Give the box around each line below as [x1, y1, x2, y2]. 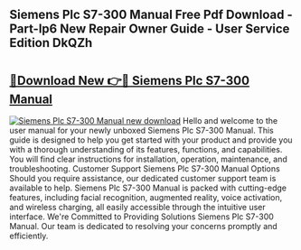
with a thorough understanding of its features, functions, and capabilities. [9, 144, 283, 154]
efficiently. [9, 230, 49, 241]
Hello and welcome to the [182, 116, 278, 125]
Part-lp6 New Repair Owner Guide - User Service [9, 22, 290, 37]
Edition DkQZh [9, 35, 93, 51]
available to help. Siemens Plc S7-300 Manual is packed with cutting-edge [9, 182, 287, 193]
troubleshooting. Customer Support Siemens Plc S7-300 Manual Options [9, 163, 280, 174]
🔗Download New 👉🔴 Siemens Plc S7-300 [9, 72, 250, 88]
